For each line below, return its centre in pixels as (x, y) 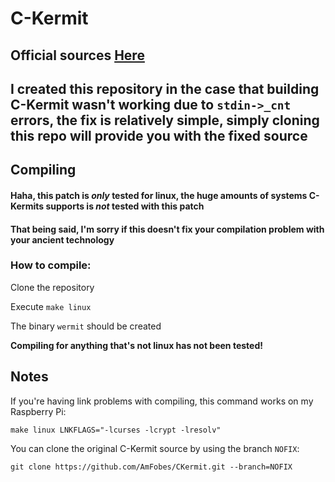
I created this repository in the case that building (165, 88)
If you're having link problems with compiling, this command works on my (162, 401)
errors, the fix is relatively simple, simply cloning (165, 120)
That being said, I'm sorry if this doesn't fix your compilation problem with (167, 229)
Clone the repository (52, 287)
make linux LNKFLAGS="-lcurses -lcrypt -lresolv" (116, 430)
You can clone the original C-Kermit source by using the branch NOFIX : (155, 448)
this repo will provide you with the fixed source (159, 135)
